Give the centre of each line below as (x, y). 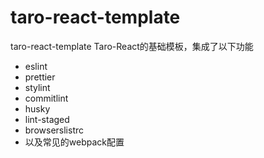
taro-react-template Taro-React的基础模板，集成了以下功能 (132, 46)
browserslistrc (54, 130)
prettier (40, 77)
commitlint (46, 98)
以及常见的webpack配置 (74, 142)
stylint (37, 87)
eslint (36, 66)
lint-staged (47, 119)
